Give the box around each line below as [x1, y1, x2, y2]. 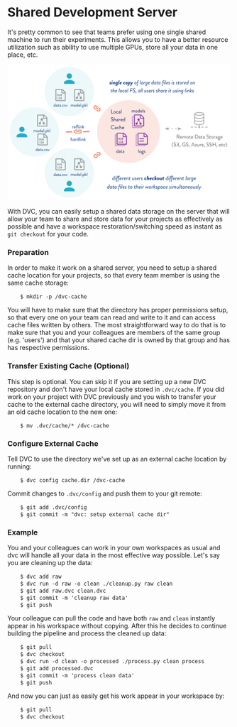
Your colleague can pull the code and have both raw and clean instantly [7, 614, 216, 623]
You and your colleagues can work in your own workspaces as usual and [7, 544, 221, 552]
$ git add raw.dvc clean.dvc [20, 587, 106, 595]
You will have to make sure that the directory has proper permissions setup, [7, 306, 228, 315]
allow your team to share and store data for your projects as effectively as [7, 214, 224, 224]
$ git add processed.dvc [20, 665, 94, 672]
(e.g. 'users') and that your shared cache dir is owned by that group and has [7, 336, 231, 344]
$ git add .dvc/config [20, 503, 87, 511]
